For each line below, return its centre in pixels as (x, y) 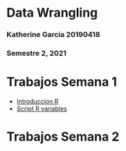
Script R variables (42, 109)
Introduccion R (37, 101)
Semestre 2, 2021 (36, 54)
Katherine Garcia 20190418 (53, 35)
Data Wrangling (52, 13)
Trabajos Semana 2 (63, 137)
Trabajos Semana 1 (62, 82)
